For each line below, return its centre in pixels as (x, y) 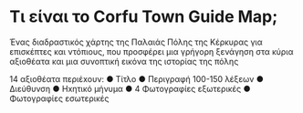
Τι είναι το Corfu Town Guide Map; (144, 17)
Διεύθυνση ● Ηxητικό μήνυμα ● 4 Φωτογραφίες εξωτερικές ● (130, 88)
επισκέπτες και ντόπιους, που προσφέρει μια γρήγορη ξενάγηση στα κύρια (151, 51)
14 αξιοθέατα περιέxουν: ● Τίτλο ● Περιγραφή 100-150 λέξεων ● (137, 78)
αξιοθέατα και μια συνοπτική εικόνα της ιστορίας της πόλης (124, 61)
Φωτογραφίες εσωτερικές (59, 98)
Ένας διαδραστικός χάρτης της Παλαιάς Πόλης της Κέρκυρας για (136, 42)
